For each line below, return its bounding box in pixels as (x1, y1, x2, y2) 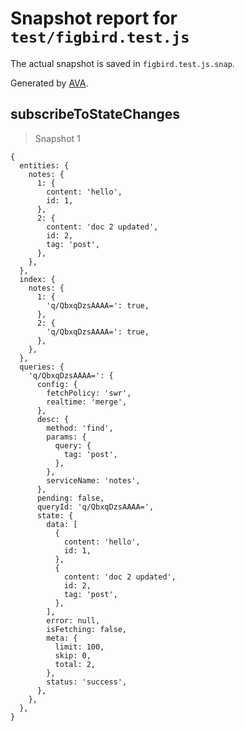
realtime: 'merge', (46, 397, 128, 407)
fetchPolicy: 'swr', (46, 388, 132, 398)
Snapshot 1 (34, 132, 81, 144)
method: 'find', (46, 423, 114, 433)
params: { (46, 432, 87, 442)
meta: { (46, 633, 78, 643)
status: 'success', (46, 677, 128, 687)
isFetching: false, (46, 624, 128, 634)
